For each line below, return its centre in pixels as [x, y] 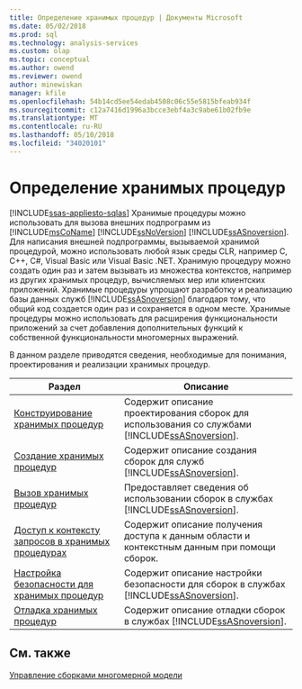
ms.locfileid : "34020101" [58, 143]
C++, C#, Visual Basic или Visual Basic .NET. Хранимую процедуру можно [150, 260]
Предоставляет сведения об [187, 487]
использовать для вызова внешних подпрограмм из [110, 222]
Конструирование [53, 412]
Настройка [38, 573]
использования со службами [188, 424]
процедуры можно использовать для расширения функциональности [143, 318]
